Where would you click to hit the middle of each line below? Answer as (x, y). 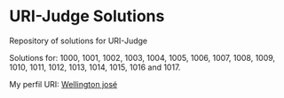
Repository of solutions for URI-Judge (79, 41)
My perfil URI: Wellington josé (63, 84)
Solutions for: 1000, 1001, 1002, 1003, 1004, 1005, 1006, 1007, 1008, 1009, (142, 57)
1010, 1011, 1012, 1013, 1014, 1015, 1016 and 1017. (95, 67)
